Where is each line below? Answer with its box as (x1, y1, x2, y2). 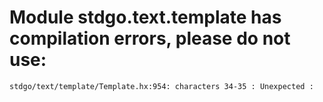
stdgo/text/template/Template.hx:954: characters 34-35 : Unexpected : (9, 81, 314, 91)
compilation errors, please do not (9, 27, 291, 50)
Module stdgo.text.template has (9, 6, 282, 29)
